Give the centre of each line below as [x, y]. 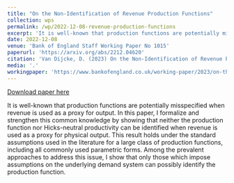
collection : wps [31, 20]
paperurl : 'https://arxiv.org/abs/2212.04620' [76, 53]
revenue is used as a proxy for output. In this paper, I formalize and [103, 113]
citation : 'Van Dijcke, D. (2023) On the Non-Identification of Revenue [115, 59]
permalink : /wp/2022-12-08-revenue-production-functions [92, 26]
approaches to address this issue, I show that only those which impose [109, 157]
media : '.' [23, 65]
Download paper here [38, 92]
